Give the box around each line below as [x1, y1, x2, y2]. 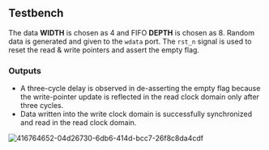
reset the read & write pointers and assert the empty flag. [8, 44, 200, 55]
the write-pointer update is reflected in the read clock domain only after [19, 92, 259, 102]
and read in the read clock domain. [19, 118, 137, 127]
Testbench [8, 6, 64, 20]
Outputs [8, 65, 42, 76]
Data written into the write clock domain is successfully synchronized [19, 109, 253, 119]
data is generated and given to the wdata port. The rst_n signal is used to [8, 36, 252, 46]
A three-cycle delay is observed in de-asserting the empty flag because [19, 84, 261, 94]
